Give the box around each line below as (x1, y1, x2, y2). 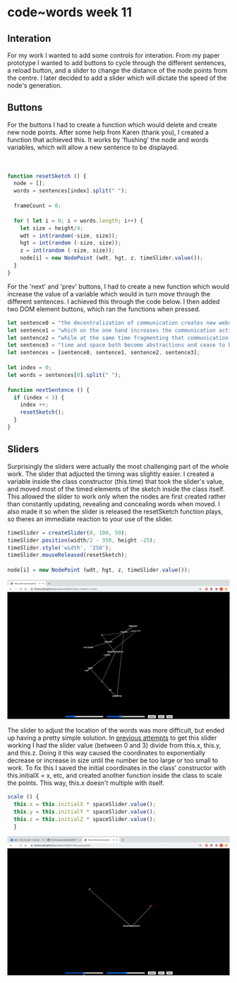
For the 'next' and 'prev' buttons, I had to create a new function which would (7, 282, 230, 291)
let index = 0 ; (7, 364, 52, 371)
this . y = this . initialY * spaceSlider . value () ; (13, 808, 157, 815)
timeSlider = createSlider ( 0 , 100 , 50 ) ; (7, 529, 128, 536)
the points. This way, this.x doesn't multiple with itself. (7, 779, 164, 787)
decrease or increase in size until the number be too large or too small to (7, 756, 219, 764)
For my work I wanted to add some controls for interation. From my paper (7, 51, 220, 59)
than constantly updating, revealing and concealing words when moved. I (7, 499, 221, 508)
